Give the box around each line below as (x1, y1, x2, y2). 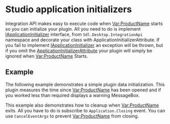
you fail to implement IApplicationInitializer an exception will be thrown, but (5, 42, 163, 48)
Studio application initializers (5, 4, 132, 15)
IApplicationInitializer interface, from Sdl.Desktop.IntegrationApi (5, 31, 143, 37)
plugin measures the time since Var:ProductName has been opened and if (5, 87, 161, 93)
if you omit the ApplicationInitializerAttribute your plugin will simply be (5, 47, 153, 54)
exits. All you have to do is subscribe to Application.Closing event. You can (5, 107, 165, 113)
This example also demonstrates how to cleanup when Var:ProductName (5, 102, 159, 108)
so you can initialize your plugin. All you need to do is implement (5, 26, 141, 32)
